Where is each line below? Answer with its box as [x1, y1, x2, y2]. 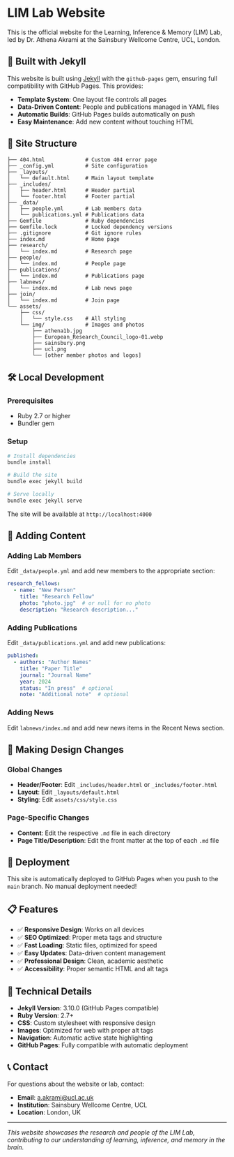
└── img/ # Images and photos [19, 321, 145, 328]
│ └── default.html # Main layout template [7, 175, 155, 182]
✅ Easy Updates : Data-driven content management [17, 949, 166, 957]
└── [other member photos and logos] [32, 351, 141, 359]
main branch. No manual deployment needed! [7, 882, 137, 891]
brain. [7, 1143, 24, 1151]
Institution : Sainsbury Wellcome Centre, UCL [17, 1100, 148, 1109]
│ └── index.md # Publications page [7, 272, 145, 279]
